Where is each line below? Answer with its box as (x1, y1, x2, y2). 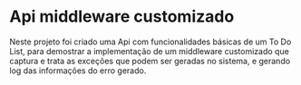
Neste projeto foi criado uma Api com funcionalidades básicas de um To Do (9, 36, 292, 47)
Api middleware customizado (9, 6, 235, 27)
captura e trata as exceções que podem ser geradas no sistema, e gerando (9, 55, 291, 66)
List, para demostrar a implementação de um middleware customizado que (9, 45, 290, 56)
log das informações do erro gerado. (9, 65, 147, 76)
